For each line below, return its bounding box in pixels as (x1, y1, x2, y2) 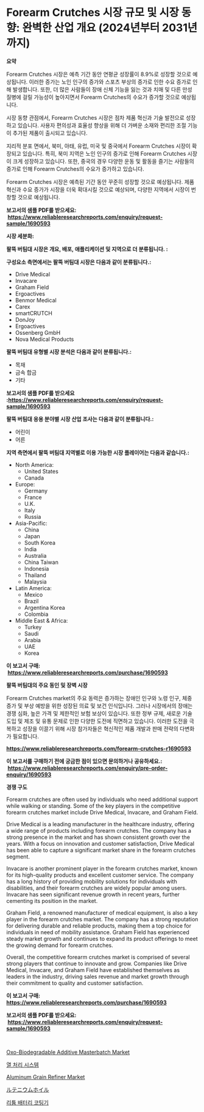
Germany (24, 487, 47, 494)
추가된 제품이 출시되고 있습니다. (12, 129, 88, 136)
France (24, 493, 43, 501)
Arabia (24, 636, 41, 643)
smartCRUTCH (15, 309, 53, 316)
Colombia (24, 610, 49, 618)
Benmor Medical (15, 296, 57, 304)
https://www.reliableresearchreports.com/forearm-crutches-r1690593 (6, 745, 192, 752)
